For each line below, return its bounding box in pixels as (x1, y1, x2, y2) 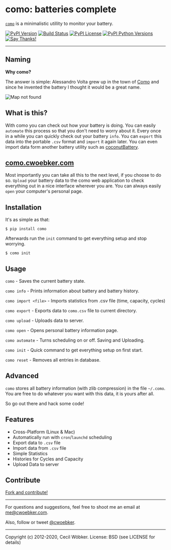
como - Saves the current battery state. (5, 278, 85, 284)
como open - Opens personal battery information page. (5, 327, 119, 333)
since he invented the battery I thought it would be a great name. (5, 84, 141, 90)
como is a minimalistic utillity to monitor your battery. (5, 20, 113, 26)
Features (5, 415, 34, 424)
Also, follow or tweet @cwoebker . (5, 519, 76, 526)
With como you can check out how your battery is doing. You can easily (5, 122, 156, 128)
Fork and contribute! (5, 489, 48, 496)
